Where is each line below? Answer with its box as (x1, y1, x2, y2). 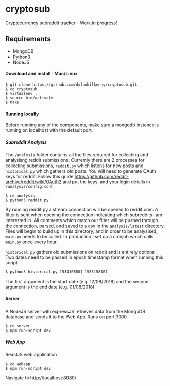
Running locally (5, 111, 39, 117)
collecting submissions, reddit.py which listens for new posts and (5, 162, 144, 169)
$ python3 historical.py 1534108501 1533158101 (5, 269, 108, 275)
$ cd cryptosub (5, 86, 38, 92)
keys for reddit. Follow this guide (5, 174, 74, 180)
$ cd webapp (5, 362, 30, 367)
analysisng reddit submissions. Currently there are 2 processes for (5, 157, 145, 163)
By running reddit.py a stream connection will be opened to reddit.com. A (5, 207, 159, 213)
